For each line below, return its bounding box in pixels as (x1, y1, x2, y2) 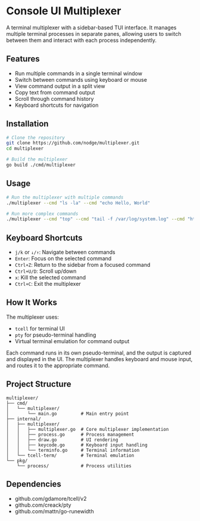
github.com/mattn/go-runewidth (14, 507, 94, 514)
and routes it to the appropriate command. (6, 362, 110, 369)
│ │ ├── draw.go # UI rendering (6, 437, 118, 443)
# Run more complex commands (6, 211, 79, 217)
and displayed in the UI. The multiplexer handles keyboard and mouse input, (6, 355, 193, 362)
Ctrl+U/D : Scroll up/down (14, 267, 77, 275)
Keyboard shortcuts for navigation (14, 101, 99, 109)
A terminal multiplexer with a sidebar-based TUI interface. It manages (6, 24, 177, 31)
